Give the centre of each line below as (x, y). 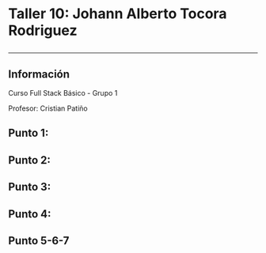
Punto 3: (30, 187)
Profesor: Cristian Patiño (48, 108)
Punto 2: (30, 160)
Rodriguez (43, 30)
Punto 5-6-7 (39, 241)
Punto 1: (28, 133)
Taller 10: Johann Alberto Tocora (118, 14)
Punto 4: (30, 214)
